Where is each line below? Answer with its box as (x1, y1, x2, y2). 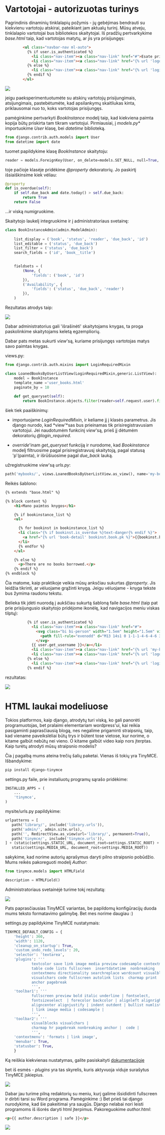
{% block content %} (5, 498, 48, 504)
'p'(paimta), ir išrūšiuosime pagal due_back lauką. (12, 453, 113, 459)
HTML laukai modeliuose (5, 701, 109, 712)
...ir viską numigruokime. (5, 208, 55, 214)
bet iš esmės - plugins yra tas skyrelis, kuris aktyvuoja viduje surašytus (5, 1067, 149, 1073)
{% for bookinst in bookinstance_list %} (18, 526, 105, 531)
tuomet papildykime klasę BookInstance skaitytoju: (5, 148, 108, 154)
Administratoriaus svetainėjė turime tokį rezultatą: (5, 886, 106, 892)
